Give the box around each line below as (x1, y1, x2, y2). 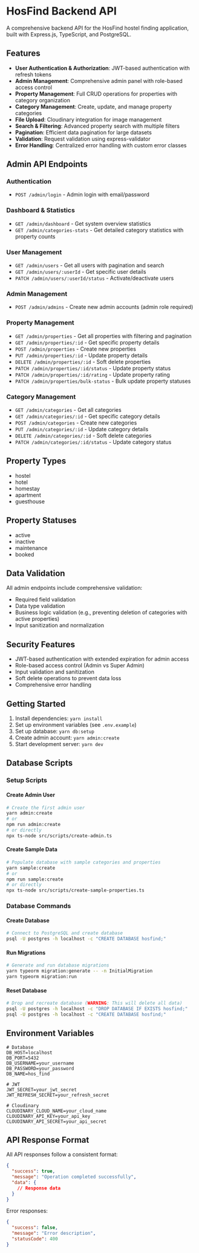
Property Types (6, 456, 67, 466)
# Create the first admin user (6, 804, 85, 811)
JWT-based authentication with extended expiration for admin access (15, 655, 189, 663)
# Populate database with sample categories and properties (6, 859, 161, 865)
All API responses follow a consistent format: (6, 1151, 118, 1158)
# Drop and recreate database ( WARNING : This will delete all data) (6, 1000, 183, 1007)
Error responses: (6, 1207, 48, 1215)
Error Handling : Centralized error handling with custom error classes (15, 141, 187, 149)
